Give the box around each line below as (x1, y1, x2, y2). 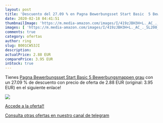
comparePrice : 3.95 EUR (5, 57, 53, 61)
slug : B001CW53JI (5, 43, 40, 48)
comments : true (5, 30, 36, 34)
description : (5, 47, 32, 52)
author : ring (5, 39, 32, 44)
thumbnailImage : (5, 20, 38, 26)
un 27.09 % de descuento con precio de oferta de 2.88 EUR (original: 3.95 (5, 79, 153, 85)
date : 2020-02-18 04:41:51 (5, 16, 60, 21)
